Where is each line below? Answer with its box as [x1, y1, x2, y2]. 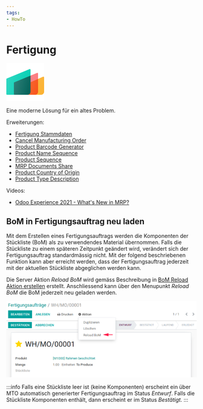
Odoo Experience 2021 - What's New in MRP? [14, 199, 130, 206]
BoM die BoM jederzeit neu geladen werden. [6, 289, 117, 296]
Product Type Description [14, 175, 79, 182]
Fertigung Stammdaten [14, 130, 72, 138]
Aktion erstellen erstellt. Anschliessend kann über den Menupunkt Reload [6, 283, 189, 290]
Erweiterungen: [6, 118, 45, 126]
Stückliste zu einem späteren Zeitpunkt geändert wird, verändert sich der [6, 245, 188, 253]
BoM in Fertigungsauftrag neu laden [6, 216, 145, 227]
